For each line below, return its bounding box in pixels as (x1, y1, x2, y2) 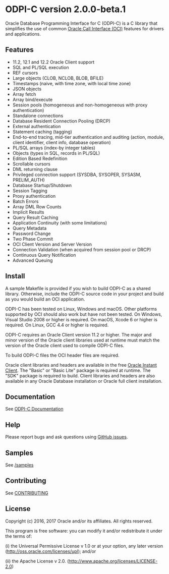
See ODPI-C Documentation (5, 406, 64, 412)
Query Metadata (12, 225, 47, 231)
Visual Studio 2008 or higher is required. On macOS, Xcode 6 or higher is (5, 316, 158, 322)
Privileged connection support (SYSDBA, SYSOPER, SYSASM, (12, 171, 142, 178)
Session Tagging (12, 188, 48, 194)
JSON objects (12, 86, 42, 92)
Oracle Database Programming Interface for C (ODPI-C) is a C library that (5, 20, 158, 26)
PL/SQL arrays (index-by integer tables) (12, 145, 96, 151)
